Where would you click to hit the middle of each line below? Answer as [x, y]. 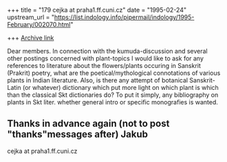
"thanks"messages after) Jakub [78, 134]
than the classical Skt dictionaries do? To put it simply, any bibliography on [113, 95]
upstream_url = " [31, 17]
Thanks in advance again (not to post [88, 124]
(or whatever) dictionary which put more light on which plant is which [120, 88]
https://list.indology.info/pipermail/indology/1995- [124, 17]
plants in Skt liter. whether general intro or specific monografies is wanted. [113, 102]
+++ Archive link [31, 38]
